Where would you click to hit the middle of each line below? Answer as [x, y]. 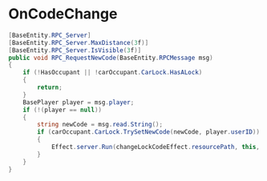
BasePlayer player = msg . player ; [79, 102]
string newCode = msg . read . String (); [100, 125]
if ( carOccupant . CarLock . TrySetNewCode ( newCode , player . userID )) [149, 132]
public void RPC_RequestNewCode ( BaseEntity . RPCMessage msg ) [111, 58]
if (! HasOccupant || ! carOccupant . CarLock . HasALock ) [113, 73]
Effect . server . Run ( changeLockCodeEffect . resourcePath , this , [156, 147]
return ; [50, 88]
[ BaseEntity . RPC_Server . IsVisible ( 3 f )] [75, 50]
